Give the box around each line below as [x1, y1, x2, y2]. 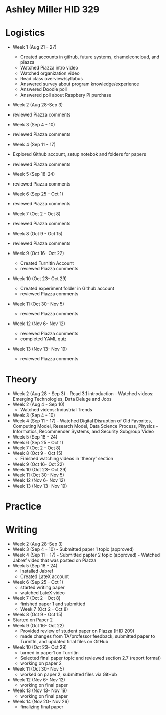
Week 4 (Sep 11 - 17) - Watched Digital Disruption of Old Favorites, [12, 418, 152, 424]
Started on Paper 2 [12, 617, 53, 623]
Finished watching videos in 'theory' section [20, 456, 114, 462]
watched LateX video [20, 590, 65, 596]
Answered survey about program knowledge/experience [20, 81, 139, 87]
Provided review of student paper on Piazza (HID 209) [20, 628, 135, 634]
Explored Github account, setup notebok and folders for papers [12, 151, 147, 157]
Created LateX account [20, 573, 69, 580]
